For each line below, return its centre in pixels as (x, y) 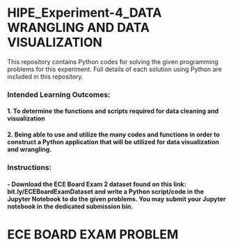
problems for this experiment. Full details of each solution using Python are (115, 69)
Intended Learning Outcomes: (59, 94)
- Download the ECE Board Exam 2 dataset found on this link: (97, 184)
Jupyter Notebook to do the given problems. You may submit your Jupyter (116, 199)
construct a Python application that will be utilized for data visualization (113, 142)
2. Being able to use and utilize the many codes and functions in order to (114, 134)
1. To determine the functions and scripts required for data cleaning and (113, 111)
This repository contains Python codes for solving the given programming (113, 61)
